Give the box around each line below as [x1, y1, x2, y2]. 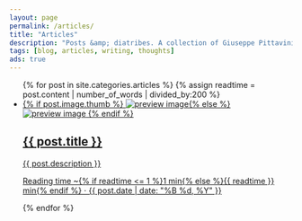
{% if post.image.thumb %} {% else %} [22, 99, 231, 109]
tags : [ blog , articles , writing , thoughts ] [9, 47, 175, 56]
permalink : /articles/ [9, 22, 94, 31]
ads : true [9, 55, 47, 64]
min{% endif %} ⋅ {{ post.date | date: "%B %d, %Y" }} [22, 185, 222, 196]
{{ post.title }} [22, 134, 103, 149]
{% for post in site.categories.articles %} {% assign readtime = [22, 80, 256, 90]
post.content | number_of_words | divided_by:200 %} [22, 89, 220, 100]
